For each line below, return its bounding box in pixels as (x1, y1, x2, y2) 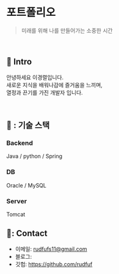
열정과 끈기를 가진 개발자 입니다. (6, 89, 84, 96)
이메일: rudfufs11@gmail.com (15, 245, 87, 253)
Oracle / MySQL (6, 181, 47, 189)
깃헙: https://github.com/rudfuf (15, 260, 93, 268)
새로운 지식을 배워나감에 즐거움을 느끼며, (6, 81, 103, 88)
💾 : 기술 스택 (6, 120, 50, 131)
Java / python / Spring (6, 153, 63, 160)
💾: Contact (6, 228, 48, 239)
